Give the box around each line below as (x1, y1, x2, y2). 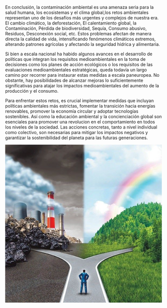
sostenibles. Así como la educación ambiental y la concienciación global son (5, 114, 162, 119)
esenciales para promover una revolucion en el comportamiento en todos (5, 119, 155, 125)
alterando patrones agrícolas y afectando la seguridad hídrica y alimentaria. (5, 41, 160, 47)
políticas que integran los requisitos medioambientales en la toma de (5, 56, 146, 62)
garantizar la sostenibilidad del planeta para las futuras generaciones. (5, 135, 148, 141)
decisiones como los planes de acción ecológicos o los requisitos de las (5, 62, 153, 67)
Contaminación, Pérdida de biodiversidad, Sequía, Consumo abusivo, (5, 25, 147, 31)
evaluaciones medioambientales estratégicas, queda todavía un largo (5, 67, 147, 73)
